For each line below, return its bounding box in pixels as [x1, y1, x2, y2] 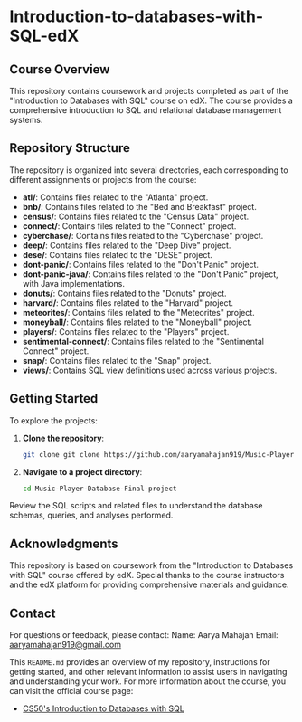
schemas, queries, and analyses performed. [9, 509, 174, 521]
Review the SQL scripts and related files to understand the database [9, 500, 263, 511]
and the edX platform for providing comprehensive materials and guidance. [9, 579, 289, 590]
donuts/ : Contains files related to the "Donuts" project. [22, 288, 228, 299]
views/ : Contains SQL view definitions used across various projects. [22, 365, 278, 375]
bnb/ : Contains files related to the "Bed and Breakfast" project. [22, 201, 258, 212]
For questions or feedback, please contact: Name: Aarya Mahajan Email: [9, 630, 278, 640]
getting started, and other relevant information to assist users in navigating [9, 667, 288, 677]
